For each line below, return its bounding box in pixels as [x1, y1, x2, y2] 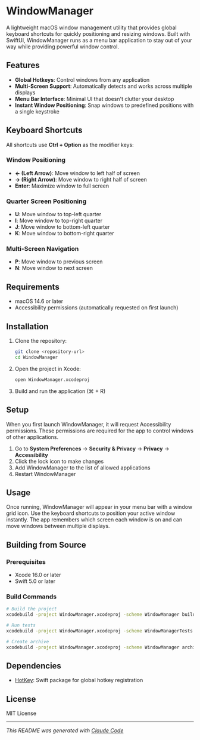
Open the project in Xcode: [14, 365, 82, 372]
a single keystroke [14, 108, 60, 115]
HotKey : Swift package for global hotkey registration [14, 677, 143, 684]
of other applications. [6, 433, 58, 440]
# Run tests [6, 622, 36, 628]
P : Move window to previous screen [14, 258, 103, 265]
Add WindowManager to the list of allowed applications [14, 464, 151, 471]
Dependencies [6, 661, 61, 671]
